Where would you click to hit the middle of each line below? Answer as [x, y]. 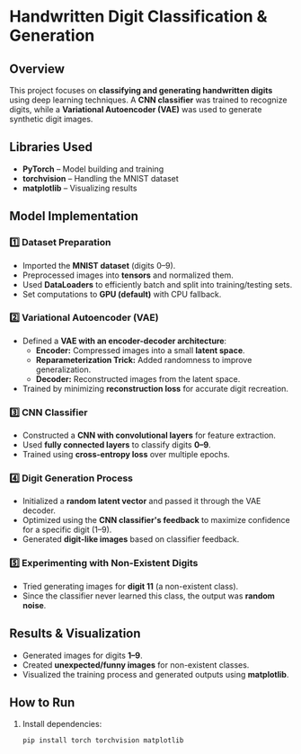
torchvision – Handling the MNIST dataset [101, 178]
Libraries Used [51, 147]
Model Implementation [74, 216]
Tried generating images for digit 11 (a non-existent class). [130, 586]
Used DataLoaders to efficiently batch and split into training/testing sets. [157, 284]
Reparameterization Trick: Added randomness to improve [144, 359]
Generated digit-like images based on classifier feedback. [131, 539]
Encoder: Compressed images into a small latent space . [140, 350]
